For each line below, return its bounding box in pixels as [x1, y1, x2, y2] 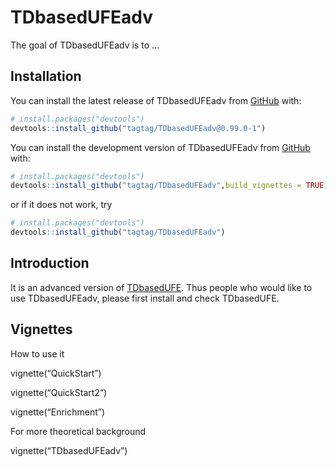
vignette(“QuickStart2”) [10, 386, 108, 398]
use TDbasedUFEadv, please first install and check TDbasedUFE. [10, 292, 280, 304]
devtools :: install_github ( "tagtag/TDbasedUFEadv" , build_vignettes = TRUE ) [10, 181, 329, 191]
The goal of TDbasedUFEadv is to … [10, 39, 160, 51]
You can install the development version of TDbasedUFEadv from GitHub [10, 141, 311, 153]
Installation [10, 68, 82, 85]
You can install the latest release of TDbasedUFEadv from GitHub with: [10, 94, 302, 106]
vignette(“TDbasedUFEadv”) [10, 444, 128, 456]
